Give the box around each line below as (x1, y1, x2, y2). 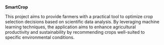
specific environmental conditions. (5, 34, 75, 40)
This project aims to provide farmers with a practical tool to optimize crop (5, 14, 153, 19)
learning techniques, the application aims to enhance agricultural (5, 24, 136, 30)
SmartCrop (5, 4, 28, 10)
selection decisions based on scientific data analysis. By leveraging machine (5, 19, 160, 24)
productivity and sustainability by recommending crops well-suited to (5, 29, 145, 35)
